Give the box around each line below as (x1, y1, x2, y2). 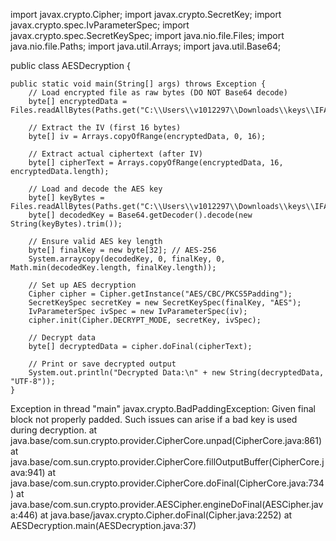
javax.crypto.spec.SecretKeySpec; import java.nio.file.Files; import (10, 30, 285, 41)
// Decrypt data (28, 333, 97, 343)
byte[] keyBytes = (28, 193, 105, 203)
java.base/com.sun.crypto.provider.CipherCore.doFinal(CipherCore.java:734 (10, 477, 325, 489)
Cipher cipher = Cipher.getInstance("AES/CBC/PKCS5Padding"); (28, 289, 293, 299)
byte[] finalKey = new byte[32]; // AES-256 (28, 245, 217, 255)
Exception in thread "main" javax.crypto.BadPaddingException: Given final (10, 403, 316, 414)
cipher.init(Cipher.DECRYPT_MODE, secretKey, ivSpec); (28, 315, 262, 325)
